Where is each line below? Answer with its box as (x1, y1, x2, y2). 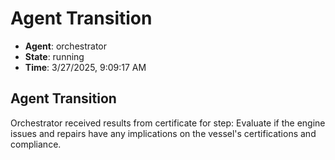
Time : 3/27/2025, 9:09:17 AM (24, 61, 147, 73)
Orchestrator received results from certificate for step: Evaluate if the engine (10, 117, 326, 129)
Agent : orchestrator (24, 40, 108, 52)
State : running (24, 50, 85, 62)
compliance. (10, 138, 62, 150)
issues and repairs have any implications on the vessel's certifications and (10, 127, 317, 139)
